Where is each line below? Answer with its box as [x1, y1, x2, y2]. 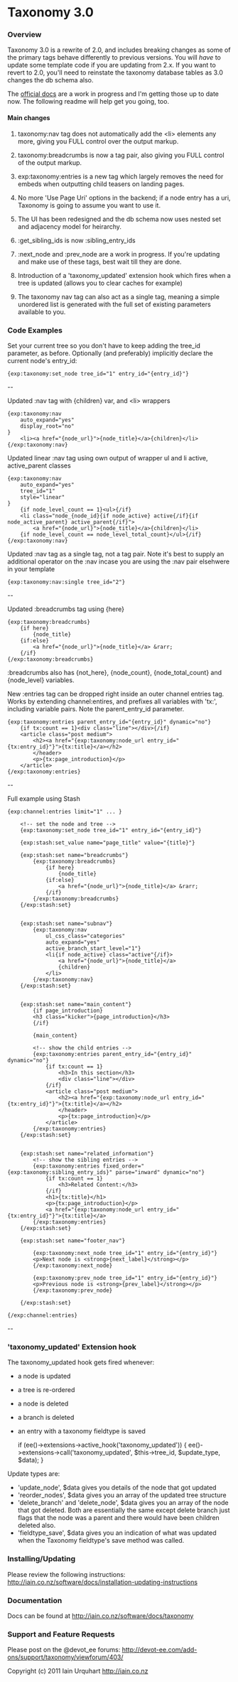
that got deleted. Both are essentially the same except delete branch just [17, 1506, 230, 1514]
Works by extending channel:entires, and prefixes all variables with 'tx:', [7, 697, 218, 706]
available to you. [17, 307, 66, 316]
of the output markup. [17, 158, 82, 167]
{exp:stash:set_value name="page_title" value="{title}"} [20, 839, 195, 846]
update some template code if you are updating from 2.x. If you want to [7, 61, 217, 70]
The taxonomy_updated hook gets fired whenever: [7, 1358, 155, 1366]
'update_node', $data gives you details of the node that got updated [17, 1483, 217, 1492]
